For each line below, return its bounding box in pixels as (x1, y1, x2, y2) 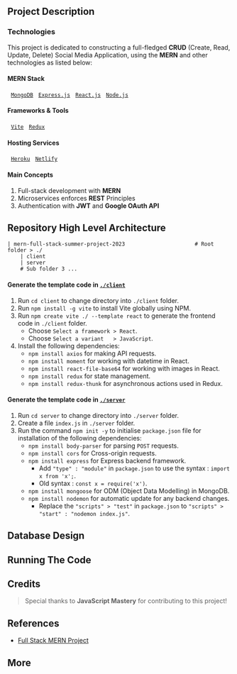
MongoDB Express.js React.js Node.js (10, 92, 129, 99)
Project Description (7, 6, 95, 18)
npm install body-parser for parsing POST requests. (28, 441, 180, 450)
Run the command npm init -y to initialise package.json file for (17, 426, 202, 435)
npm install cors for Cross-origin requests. (28, 448, 158, 457)
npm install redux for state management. (28, 372, 151, 380)
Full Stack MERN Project (17, 636, 89, 645)
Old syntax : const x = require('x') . (38, 479, 148, 487)
